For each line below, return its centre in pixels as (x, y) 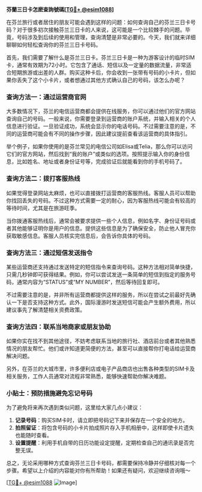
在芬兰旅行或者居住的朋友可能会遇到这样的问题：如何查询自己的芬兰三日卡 (98, 22)
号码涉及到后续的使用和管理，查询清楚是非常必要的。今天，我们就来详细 (106, 37)
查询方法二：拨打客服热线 (43, 178)
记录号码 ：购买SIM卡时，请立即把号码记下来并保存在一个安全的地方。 (101, 421)
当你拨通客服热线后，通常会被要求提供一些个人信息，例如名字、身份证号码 (98, 220)
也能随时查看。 (33, 436)
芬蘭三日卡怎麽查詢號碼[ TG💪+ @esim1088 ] (60, 9)
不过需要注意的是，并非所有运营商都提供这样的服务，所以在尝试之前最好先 (98, 294)
